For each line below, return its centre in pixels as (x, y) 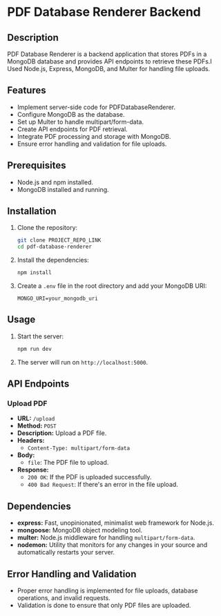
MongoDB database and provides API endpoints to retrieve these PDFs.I (109, 61)
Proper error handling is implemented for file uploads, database (107, 590)
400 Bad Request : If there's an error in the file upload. (103, 485)
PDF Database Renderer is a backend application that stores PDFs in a (107, 54)
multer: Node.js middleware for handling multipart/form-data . (106, 538)
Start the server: (40, 336)
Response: (33, 470)
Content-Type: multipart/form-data (78, 449)
